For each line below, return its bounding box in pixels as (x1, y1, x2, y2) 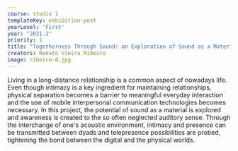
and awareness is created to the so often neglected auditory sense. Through (7, 113, 231, 121)
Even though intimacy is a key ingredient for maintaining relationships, (7, 83, 212, 92)
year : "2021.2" (7, 30, 52, 37)
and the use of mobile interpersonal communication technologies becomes (7, 98, 227, 107)
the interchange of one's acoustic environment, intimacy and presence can (7, 121, 227, 129)
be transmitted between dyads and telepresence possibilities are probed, (7, 128, 221, 136)
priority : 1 (7, 37, 42, 44)
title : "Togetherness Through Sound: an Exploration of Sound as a (7, 43, 211, 50)
